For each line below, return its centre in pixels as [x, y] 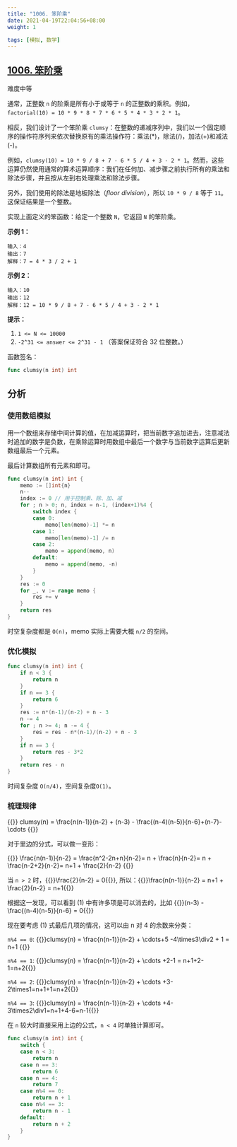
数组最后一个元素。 [35, 450]
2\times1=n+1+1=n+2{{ [41, 989]
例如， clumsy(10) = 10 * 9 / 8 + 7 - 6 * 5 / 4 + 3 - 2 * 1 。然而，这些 [116, 161]
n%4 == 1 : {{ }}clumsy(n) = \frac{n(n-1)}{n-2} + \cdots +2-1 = [95, 961]
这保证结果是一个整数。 [41, 202]
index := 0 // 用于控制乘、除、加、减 [71, 499]
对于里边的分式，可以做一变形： [54, 844]
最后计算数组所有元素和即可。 [50, 465]
